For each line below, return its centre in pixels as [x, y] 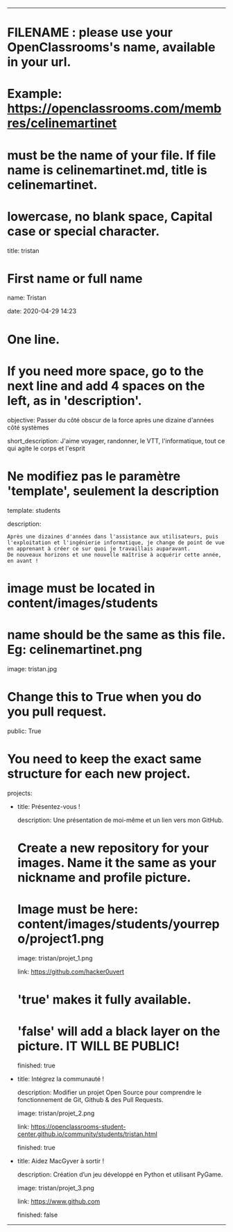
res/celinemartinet [62, 123]
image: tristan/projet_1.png [55, 958]
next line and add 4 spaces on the [106, 386]
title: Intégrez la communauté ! [61, 1078]
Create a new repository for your [113, 848]
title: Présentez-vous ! [49, 806]
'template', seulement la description [113, 491]
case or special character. [84, 231]
